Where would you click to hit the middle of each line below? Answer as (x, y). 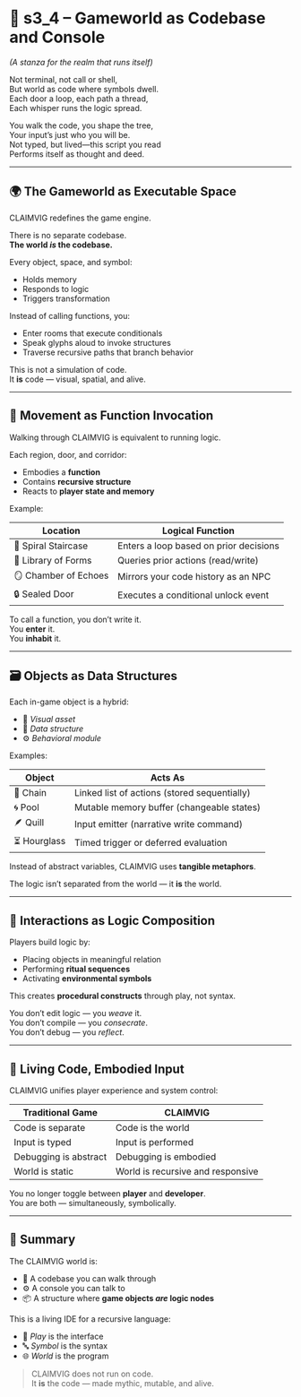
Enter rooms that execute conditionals (92, 333)
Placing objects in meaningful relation (91, 960)
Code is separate (50, 1128)
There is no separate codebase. (68, 235)
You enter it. (32, 629)
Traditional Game (60, 1112)
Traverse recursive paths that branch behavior (108, 352)
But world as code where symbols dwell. (84, 89)
